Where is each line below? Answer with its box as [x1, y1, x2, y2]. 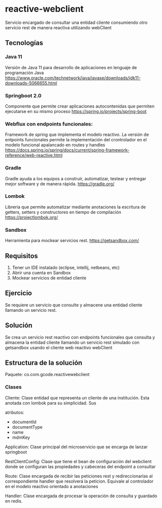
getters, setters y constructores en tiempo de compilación [5, 209, 122, 215]
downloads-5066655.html [5, 80, 57, 86]
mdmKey [12, 434, 30, 440]
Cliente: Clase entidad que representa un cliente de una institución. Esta [5, 395, 150, 400]
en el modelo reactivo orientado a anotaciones [5, 483, 98, 489]
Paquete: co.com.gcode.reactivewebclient [5, 372, 90, 377]
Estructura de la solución [5, 358, 83, 367]
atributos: [5, 409, 24, 415]
